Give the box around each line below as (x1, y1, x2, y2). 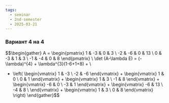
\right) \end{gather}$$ (12, 92, 60, 98)
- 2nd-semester (10, 17, 42, 22)
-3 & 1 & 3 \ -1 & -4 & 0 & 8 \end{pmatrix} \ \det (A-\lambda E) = (5, 55, 137, 61)
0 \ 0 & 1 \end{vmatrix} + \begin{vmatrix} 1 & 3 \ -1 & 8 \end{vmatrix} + (12, 76, 160, 82)
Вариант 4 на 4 (5, 39, 45, 46)
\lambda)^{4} (5, 60, 33, 66)
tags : (5, 7, 17, 13)
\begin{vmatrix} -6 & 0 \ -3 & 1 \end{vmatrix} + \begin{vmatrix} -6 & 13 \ (12, 81, 163, 87)
